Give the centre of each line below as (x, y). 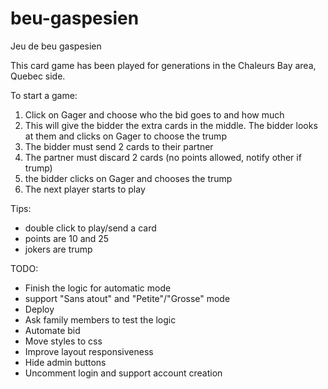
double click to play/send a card (90, 228)
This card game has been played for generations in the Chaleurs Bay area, (163, 65)
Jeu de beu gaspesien (56, 46)
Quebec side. (38, 76)
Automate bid (52, 330)
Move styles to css (63, 341)
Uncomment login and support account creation (123, 373)
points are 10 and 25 (67, 238)
